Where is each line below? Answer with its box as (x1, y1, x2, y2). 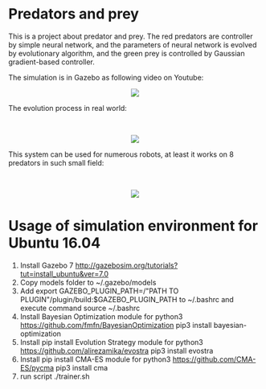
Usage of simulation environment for (8, 217, 259, 235)
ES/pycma (19, 362, 55, 372)
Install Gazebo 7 (19, 260, 74, 270)
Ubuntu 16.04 (8, 234, 101, 252)
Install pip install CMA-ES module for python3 (19, 354, 171, 364)
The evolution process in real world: (8, 103, 127, 113)
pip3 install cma (55, 362, 108, 372)
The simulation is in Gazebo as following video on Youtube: (8, 72, 204, 82)
